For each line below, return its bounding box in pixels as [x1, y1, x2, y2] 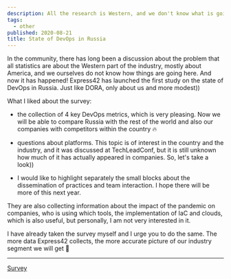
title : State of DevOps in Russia [7, 36, 107, 43]
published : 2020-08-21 [7, 29, 72, 36]
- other [13, 23, 36, 30]
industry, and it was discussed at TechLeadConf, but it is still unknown [16, 146, 217, 155]
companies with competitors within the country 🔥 [16, 125, 157, 133]
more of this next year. [16, 188, 81, 197]
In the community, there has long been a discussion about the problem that [7, 54, 220, 63]
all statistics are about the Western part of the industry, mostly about [7, 62, 201, 70]
